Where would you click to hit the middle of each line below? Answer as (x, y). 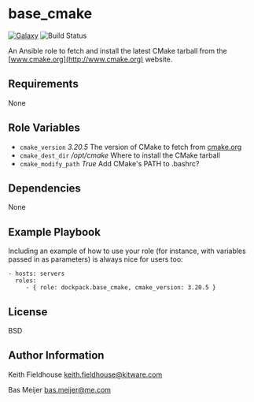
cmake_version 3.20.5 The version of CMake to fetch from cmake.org (131, 147)
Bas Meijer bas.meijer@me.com (60, 389)
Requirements (43, 84)
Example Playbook (54, 232)
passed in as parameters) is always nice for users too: (96, 259)
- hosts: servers (37, 274)
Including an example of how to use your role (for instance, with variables (127, 251)
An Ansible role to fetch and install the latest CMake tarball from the (118, 50)
